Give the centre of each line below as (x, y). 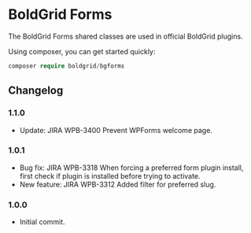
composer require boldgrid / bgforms (66, 66)
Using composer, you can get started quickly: (82, 51)
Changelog (36, 91)
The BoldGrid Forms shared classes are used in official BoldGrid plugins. (125, 36)
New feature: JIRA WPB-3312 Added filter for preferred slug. (118, 184)
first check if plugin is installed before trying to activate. (110, 176)
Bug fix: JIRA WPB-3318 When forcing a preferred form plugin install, (131, 168)
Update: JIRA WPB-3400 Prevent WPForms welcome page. (116, 130)
